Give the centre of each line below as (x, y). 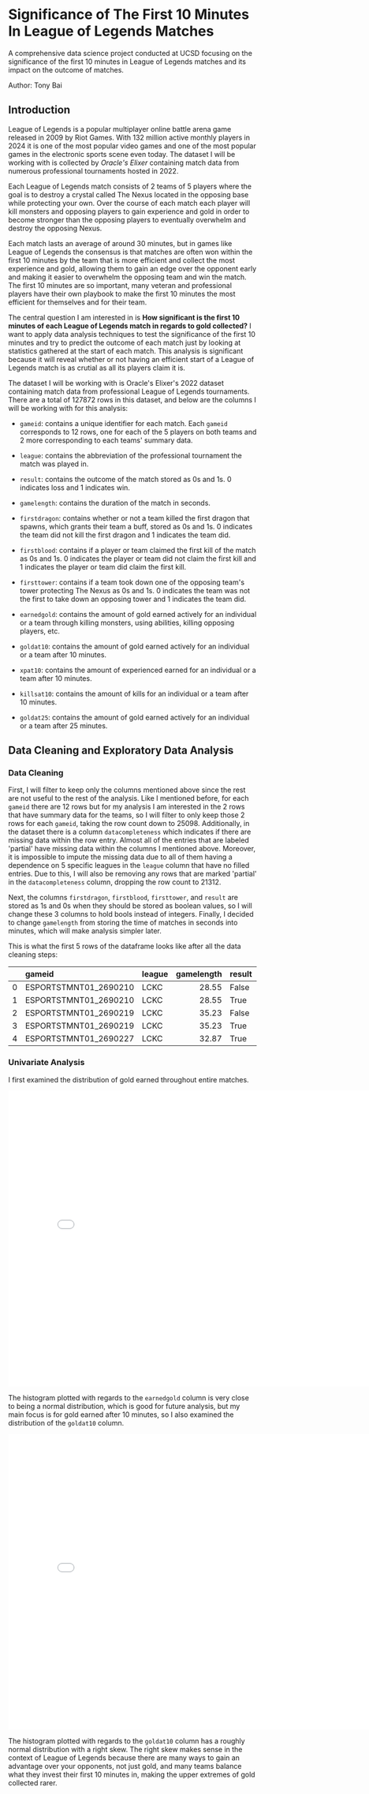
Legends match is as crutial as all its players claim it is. (97, 368)
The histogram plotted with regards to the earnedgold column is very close (129, 1397)
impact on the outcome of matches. (66, 69)
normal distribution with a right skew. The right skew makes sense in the (125, 1749)
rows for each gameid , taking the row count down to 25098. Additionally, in (129, 824)
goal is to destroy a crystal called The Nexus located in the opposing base (129, 194)
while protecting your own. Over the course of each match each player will (129, 203)
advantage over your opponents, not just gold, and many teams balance (125, 1766)
